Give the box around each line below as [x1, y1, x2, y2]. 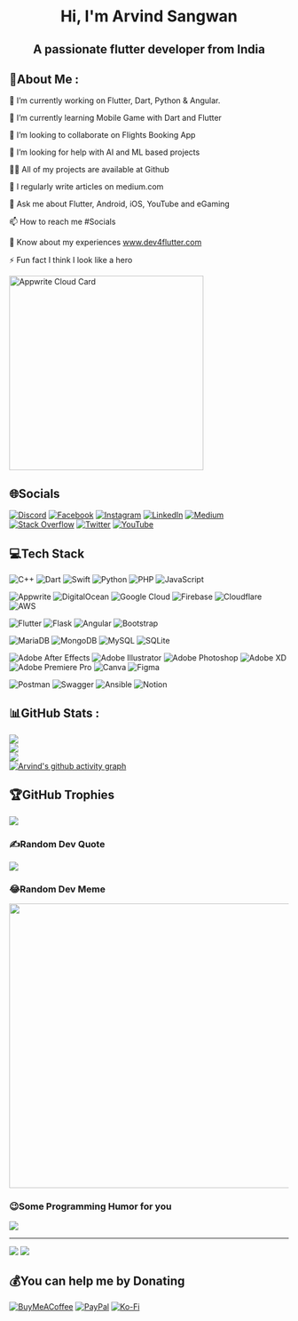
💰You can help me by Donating [9, 1273, 185, 1288]
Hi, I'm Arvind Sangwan [60, 6, 238, 27]
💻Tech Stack [9, 546, 85, 561]
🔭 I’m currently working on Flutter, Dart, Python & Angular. [9, 95, 221, 106]
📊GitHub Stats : [9, 706, 100, 721]
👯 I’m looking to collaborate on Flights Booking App [9, 130, 196, 140]
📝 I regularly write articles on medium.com [9, 181, 164, 192]
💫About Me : [9, 71, 80, 86]
